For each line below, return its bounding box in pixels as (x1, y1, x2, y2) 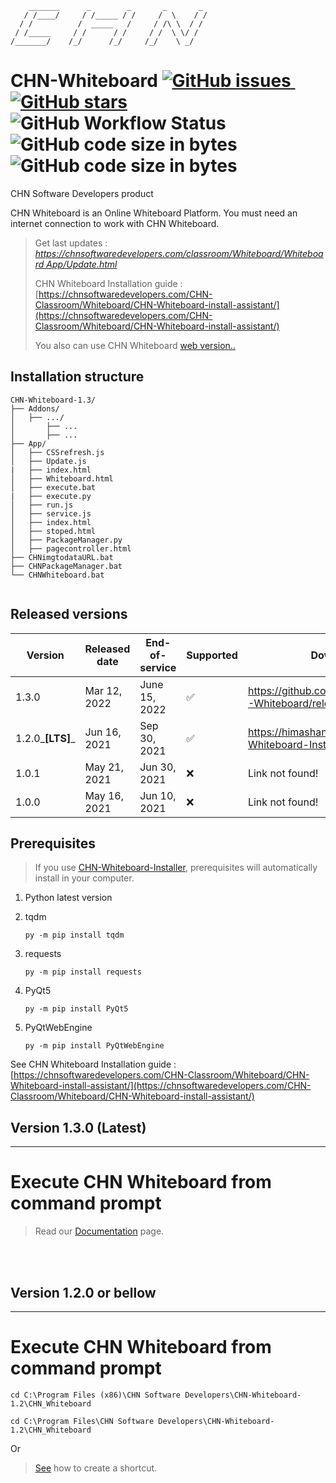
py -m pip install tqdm (24, 930, 125, 941)
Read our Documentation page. (34, 1225, 165, 1237)
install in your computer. (34, 872, 135, 884)
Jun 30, (139, 760, 177, 774)
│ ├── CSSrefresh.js (10, 447, 105, 457)
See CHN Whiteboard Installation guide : (10, 1058, 177, 1071)
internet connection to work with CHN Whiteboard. (10, 217, 220, 229)
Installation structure (10, 368, 145, 386)
